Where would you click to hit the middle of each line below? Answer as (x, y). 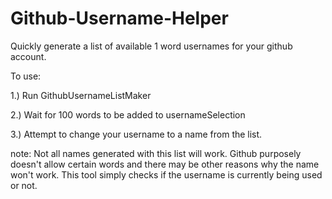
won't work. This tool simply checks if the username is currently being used (166, 174)
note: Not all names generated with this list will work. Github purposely (156, 153)
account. (28, 56)
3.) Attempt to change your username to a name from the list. (136, 134)
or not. (24, 185)
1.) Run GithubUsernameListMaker (81, 95)
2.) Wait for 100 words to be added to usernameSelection (128, 114)
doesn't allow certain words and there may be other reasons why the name (165, 164)
